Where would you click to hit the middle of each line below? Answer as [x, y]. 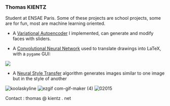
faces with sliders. [32, 39]
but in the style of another [40, 79]
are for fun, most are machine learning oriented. [55, 23]
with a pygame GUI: [31, 54]
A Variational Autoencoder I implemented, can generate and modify [83, 33]
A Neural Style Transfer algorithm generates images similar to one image [89, 73]
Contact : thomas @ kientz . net [38, 98]
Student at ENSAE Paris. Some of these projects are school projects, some [83, 18]
